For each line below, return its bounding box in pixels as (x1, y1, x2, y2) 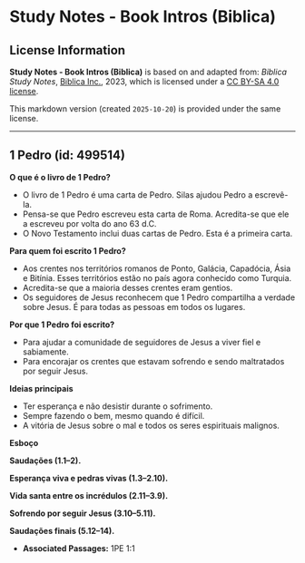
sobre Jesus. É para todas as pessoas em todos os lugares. (22, 301, 246, 312)
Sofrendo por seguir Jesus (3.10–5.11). (9, 508, 156, 519)
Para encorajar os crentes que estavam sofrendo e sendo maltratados (22, 355, 285, 366)
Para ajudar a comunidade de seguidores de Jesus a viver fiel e (22, 336, 261, 347)
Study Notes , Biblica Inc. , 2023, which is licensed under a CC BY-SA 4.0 (9, 76, 280, 87)
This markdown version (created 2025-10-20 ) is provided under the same (9, 103, 281, 114)
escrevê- (254, 189, 289, 200)
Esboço (9, 437, 39, 448)
